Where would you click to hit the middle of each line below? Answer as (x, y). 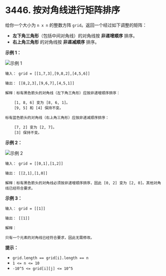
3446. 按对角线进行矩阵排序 (63, 10)
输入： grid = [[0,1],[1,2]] (34, 163)
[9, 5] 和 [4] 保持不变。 (39, 108)
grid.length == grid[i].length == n (50, 258)
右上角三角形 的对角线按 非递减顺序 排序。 (56, 42)
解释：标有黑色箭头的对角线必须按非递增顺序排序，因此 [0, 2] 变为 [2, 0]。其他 (79, 183)
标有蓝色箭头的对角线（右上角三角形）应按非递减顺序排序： (57, 117)
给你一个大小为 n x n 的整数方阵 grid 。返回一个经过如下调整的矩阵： (76, 25)
